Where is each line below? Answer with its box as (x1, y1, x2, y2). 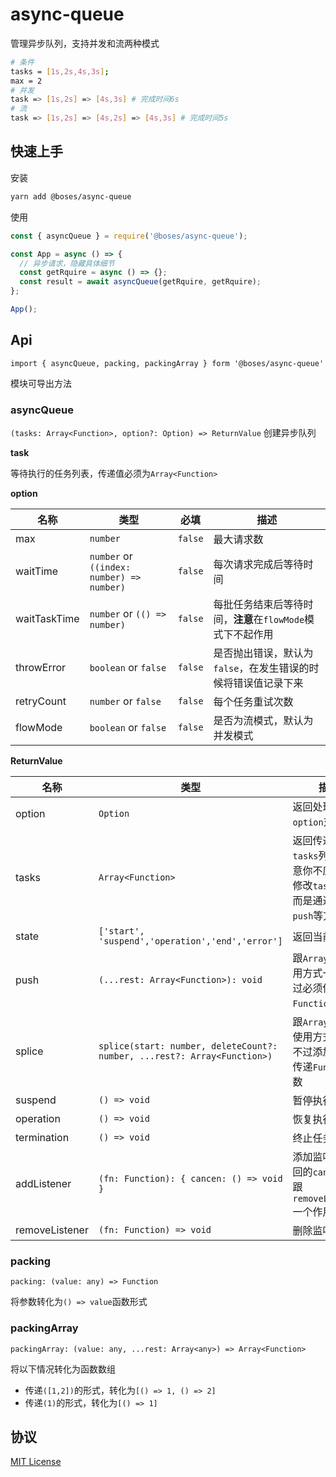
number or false (89, 694, 162, 708)
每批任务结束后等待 (213, 597, 304, 611)
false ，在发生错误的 (213, 661, 310, 675)
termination (15, 1130, 70, 1144)
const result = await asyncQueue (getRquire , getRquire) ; (19, 277, 262, 287)
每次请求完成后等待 (213, 557, 304, 571)
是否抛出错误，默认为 (213, 646, 314, 660)
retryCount (15, 694, 67, 708)
